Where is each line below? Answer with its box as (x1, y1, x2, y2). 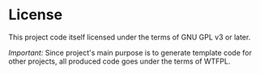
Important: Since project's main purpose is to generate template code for (8, 47, 253, 57)
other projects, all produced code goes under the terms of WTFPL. (8, 56, 231, 66)
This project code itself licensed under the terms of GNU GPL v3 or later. (8, 32, 251, 42)
